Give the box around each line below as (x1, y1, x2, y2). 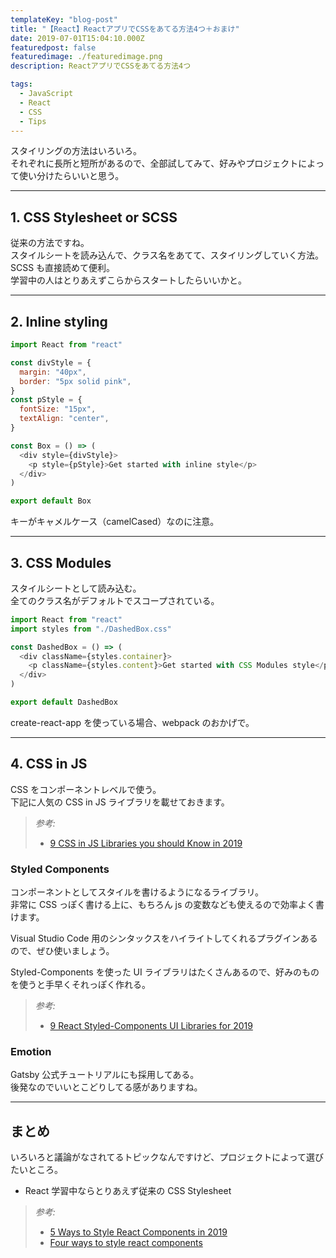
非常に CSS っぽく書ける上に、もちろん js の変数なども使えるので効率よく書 (10, 899, 325, 911)
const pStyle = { (10, 395, 83, 405)
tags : (10, 79, 33, 90)
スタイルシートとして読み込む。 (10, 582, 142, 594)
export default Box (10, 496, 92, 506)
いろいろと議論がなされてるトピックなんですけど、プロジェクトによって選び (10, 1151, 325, 1163)
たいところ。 (10, 1164, 63, 1176)
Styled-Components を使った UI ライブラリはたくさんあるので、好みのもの (10, 966, 320, 978)
